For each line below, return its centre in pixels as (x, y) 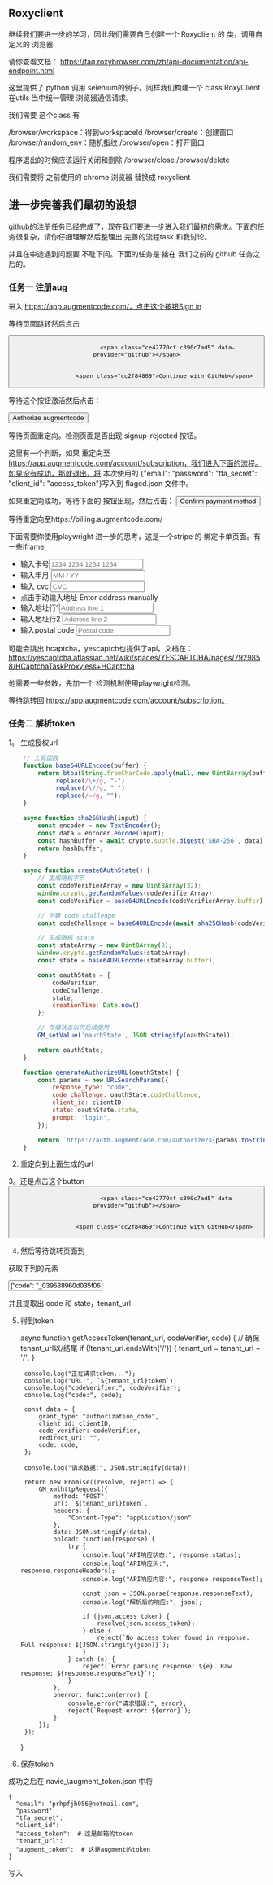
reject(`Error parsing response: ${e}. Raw (157, 1667)
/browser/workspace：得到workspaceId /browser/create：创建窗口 (121, 132)
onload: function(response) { (104, 1539)
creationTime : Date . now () (95, 1006)
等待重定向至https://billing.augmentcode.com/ (86, 519)
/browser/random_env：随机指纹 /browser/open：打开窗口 (106, 142)
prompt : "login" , (81, 1118)
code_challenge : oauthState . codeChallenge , (126, 1095)
